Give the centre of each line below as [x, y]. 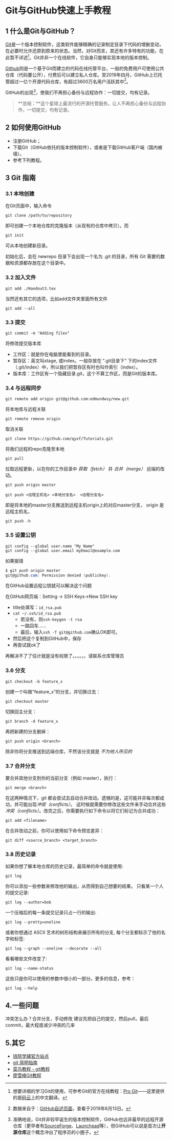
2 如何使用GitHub [33, 128]
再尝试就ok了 [27, 645]
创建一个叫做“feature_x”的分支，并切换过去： [53, 691]
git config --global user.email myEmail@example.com [63, 550]
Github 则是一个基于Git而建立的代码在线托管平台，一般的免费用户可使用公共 [85, 68]
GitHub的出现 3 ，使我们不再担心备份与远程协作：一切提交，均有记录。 [79, 92]
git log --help [21, 989]
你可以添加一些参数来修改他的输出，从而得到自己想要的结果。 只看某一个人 [84, 886]
